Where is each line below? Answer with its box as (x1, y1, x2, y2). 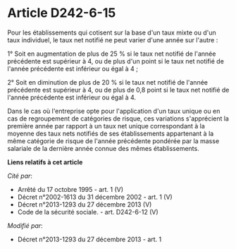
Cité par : (7, 171, 33, 180)
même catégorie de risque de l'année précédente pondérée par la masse (7, 136, 220, 145)
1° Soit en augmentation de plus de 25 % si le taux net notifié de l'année (7, 49, 216, 58)
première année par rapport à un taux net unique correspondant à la (7, 121, 206, 130)
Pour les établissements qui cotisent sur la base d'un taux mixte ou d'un (7, 28, 216, 37)
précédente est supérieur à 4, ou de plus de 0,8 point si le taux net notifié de (7, 85, 230, 94)
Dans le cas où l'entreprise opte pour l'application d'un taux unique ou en (7, 107, 221, 115)
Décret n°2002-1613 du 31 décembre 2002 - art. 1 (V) (17, 193, 173, 201)
